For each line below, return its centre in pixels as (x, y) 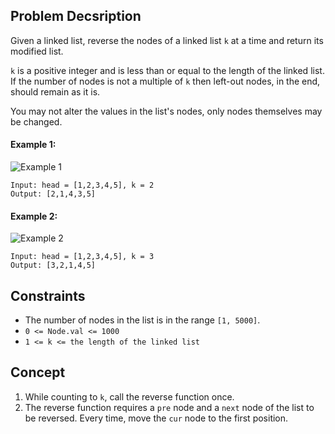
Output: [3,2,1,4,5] (53, 265)
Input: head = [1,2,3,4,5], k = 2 (82, 185)
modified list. (37, 51)
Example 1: (33, 145)
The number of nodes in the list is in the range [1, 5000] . (142, 320)
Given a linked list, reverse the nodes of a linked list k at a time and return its (167, 40)
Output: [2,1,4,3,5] (53, 194)
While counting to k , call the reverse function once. (129, 396)
